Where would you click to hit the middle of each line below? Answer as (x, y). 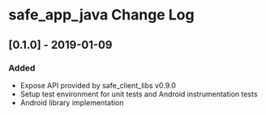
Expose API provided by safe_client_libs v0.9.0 (98, 85)
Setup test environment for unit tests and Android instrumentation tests (139, 94)
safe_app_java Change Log (101, 15)
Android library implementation (72, 102)
